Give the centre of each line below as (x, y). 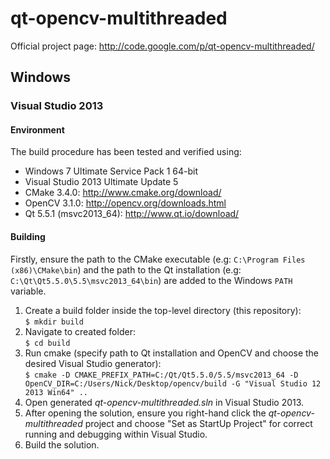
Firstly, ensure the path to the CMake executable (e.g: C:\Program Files (158, 259)
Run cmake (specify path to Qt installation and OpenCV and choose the (172, 353)
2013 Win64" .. (56, 392)
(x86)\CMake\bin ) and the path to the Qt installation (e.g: (126, 269)
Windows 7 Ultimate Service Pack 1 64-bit (111, 171)
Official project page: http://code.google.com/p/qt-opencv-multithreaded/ (162, 46)
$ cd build (47, 343)
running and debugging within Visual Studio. (116, 434)
